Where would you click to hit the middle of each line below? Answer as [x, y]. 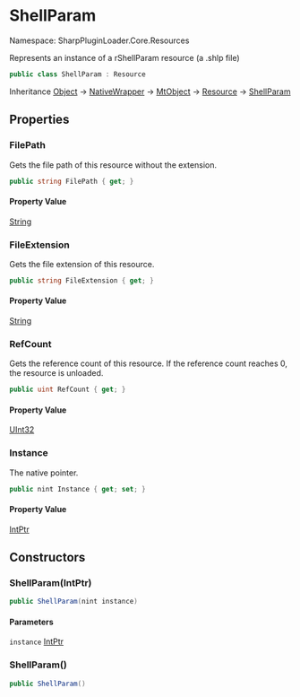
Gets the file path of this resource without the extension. [113, 165]
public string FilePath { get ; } [72, 181]
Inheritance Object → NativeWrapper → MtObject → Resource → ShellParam [150, 91]
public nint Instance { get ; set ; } [77, 489]
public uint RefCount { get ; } [68, 390]
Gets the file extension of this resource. [82, 264]
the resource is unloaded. [56, 373]
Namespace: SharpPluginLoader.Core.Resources [99, 40]
